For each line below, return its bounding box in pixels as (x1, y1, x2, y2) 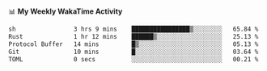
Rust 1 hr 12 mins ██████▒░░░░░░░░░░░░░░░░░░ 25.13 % (8, 32, 259, 40)
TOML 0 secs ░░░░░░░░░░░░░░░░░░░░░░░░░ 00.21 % (8, 55, 259, 63)
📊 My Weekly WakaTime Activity (8, 6, 123, 16)
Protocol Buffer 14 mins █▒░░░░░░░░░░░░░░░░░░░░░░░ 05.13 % (8, 40, 259, 48)
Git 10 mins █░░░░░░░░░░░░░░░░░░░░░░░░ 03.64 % (8, 48, 259, 56)
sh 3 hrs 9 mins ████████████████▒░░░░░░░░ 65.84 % (8, 25, 259, 33)
